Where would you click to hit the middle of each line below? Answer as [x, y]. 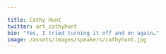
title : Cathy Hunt [34, 20]
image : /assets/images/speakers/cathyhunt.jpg [77, 39]
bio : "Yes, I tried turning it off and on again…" [83, 33]
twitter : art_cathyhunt [42, 26]
